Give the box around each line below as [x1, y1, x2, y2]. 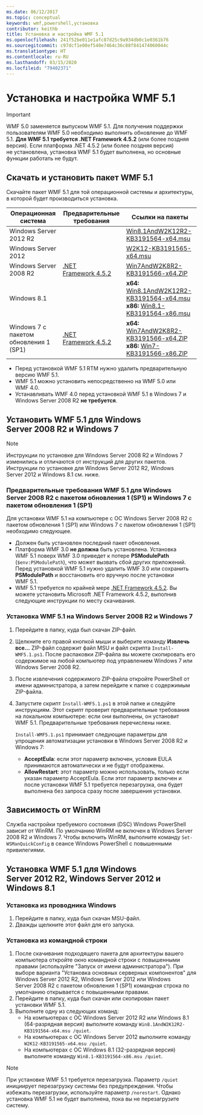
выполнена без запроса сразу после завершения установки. [24, 787, 182, 795]
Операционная [10, 209, 56, 218]
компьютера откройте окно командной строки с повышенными [14, 956, 180, 964]
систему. [6, 1102, 30, 1109]
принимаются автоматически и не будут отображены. [24, 761, 165, 769]
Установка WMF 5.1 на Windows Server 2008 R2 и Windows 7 [6, 612, 193, 621]
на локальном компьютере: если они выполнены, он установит [14, 713, 179, 720]
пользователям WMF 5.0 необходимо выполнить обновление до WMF [6, 129, 188, 137]
